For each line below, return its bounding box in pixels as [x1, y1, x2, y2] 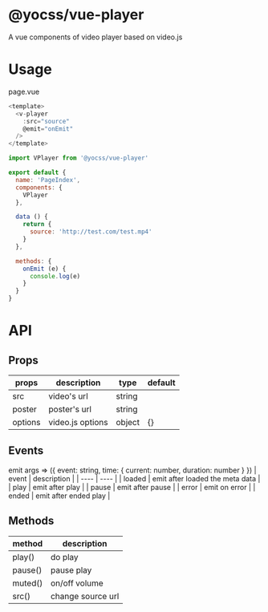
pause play [51, 564, 92, 575]
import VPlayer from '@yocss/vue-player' [8, 154, 149, 162]
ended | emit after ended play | [8, 491, 111, 501]
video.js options [48, 417, 108, 428]
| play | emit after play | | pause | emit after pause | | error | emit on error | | [8, 482, 256, 492]
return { [22, 221, 52, 229]
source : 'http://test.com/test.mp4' [29, 228, 152, 236]
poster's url [48, 403, 92, 415]
